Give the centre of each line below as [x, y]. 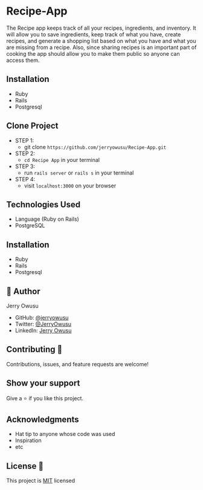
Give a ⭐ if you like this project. [45, 398]
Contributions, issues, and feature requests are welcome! [78, 364]
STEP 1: [24, 140]
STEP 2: [25, 153]
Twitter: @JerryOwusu [43, 324]
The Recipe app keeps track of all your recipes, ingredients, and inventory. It [101, 28]
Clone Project [32, 126]
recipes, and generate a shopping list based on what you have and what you [101, 41]
